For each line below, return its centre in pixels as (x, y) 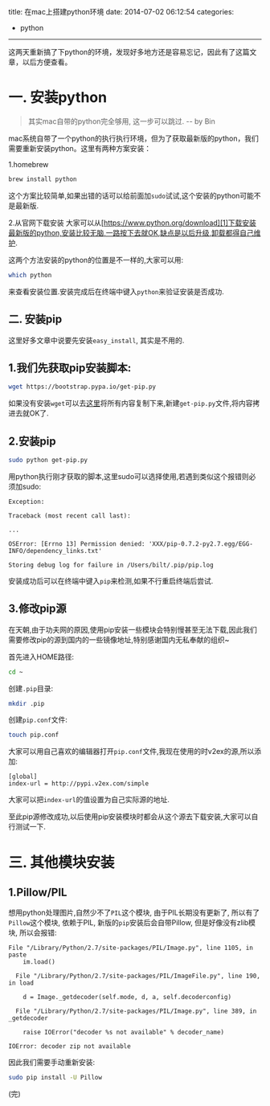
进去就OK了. (29, 413)
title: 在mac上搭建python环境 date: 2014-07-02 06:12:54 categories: (121, 12)
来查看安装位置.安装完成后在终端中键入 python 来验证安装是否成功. (117, 291)
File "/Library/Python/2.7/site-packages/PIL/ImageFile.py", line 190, (138, 976)
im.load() (39, 962)
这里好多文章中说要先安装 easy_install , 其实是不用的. (96, 340)
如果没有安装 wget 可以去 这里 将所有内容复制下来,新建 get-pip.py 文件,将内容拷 (134, 403)
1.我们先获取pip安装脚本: (70, 368)
